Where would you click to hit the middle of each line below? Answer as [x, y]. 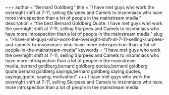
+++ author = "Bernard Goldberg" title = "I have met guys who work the [80, 7]
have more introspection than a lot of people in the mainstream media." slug [84, 34]
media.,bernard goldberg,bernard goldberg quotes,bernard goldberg [76, 66]
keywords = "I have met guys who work [119, 50]
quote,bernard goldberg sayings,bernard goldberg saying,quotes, [73, 71]
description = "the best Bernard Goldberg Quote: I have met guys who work [84, 23]
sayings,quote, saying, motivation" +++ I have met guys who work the [78, 77]
